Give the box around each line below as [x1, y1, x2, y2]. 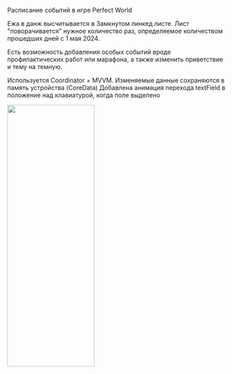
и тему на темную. [7, 63, 63, 70]
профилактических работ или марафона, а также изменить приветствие [7, 55, 224, 63]
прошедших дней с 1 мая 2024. [7, 34, 100, 43]
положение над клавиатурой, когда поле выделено [7, 91, 160, 99]
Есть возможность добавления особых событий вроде [7, 48, 171, 56]
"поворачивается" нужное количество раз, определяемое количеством [7, 27, 223, 35]
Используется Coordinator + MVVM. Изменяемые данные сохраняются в [7, 76, 225, 84]
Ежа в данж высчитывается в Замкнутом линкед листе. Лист [7, 20, 190, 27]
